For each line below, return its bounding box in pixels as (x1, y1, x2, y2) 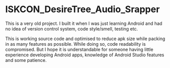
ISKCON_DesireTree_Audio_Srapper (5, 4, 160, 15)
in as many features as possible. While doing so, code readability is (5, 41, 146, 47)
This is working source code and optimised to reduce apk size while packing (5, 36, 165, 42)
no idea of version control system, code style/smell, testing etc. (5, 25, 138, 31)
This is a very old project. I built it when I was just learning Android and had (5, 20, 162, 26)
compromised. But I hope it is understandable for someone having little (5, 46, 154, 52)
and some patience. (5, 57, 47, 63)
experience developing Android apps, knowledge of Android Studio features (5, 52, 164, 58)
